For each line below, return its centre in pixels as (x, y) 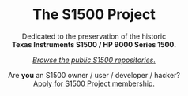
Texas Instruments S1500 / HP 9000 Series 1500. (94, 44)
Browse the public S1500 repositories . (94, 60)
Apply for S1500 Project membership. (94, 83)
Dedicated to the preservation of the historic (94, 36)
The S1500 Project (94, 15)
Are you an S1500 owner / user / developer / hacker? (94, 75)
